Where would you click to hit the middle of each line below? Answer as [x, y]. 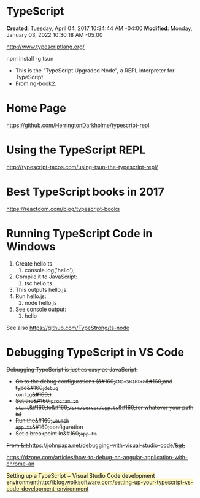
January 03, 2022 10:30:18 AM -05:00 [55, 34]
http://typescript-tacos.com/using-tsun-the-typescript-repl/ [82, 167]
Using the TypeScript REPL [76, 150]
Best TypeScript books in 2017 [85, 192]
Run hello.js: [31, 296]
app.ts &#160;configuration [49, 427]
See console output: [40, 309]
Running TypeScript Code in [79, 233]
